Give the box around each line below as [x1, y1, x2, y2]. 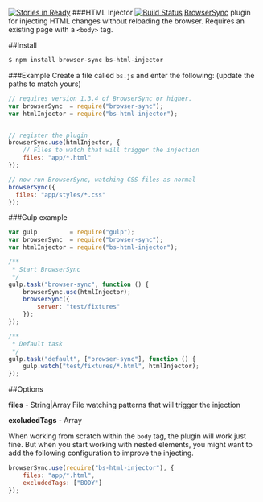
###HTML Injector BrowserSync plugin [72, 8, 251, 17]
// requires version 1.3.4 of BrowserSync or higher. [8, 94, 193, 102]
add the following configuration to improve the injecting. [8, 448, 195, 458]
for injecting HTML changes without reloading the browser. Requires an [8, 16, 245, 26]
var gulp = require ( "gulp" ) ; [8, 228, 135, 237]
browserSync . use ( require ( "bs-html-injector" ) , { [8, 464, 175, 472]
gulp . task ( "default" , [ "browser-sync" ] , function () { [8, 355, 196, 363]
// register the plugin [8, 131, 88, 139]
